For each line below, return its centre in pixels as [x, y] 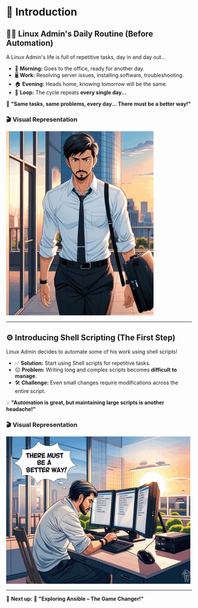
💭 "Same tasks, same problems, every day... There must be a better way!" [99, 104]
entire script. [30, 391]
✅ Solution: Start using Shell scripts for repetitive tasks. [82, 363]
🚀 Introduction [42, 12]
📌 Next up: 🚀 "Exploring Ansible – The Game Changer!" [75, 599]
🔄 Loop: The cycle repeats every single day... [70, 92]
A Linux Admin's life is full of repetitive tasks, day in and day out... [86, 57]
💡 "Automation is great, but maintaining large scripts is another [85, 402]
